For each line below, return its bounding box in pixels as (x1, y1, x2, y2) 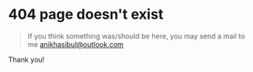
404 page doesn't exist (8, 5, 164, 23)
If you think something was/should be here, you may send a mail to (27, 31, 246, 41)
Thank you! (8, 55, 45, 64)
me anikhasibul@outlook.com (27, 39, 124, 49)
